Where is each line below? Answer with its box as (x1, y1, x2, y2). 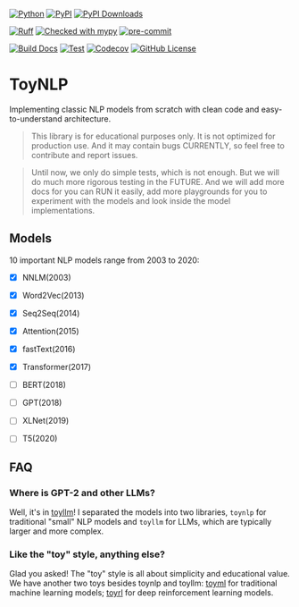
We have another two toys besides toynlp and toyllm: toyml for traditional (9, 577, 278, 589)
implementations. (30, 205, 96, 215)
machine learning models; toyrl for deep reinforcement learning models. (9, 587, 274, 598)
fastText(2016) (21, 344, 76, 354)
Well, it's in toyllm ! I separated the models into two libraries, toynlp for (9, 507, 267, 518)
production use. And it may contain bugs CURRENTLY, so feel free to (30, 139, 286, 151)
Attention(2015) (21, 325, 79, 336)
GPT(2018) (21, 398, 62, 409)
